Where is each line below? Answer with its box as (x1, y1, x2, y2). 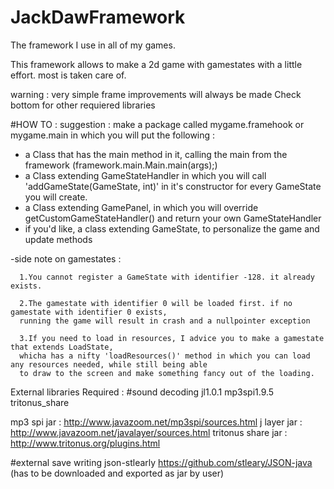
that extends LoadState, (10, 342, 114, 352)
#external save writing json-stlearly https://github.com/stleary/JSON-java (10, 456, 313, 468)
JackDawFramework (10, 6, 186, 29)
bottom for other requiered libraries (10, 99, 156, 111)
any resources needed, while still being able (10, 359, 208, 370)
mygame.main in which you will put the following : (10, 129, 216, 141)
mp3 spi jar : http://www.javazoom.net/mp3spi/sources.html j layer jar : (10, 416, 303, 428)
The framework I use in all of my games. (10, 39, 176, 51)
